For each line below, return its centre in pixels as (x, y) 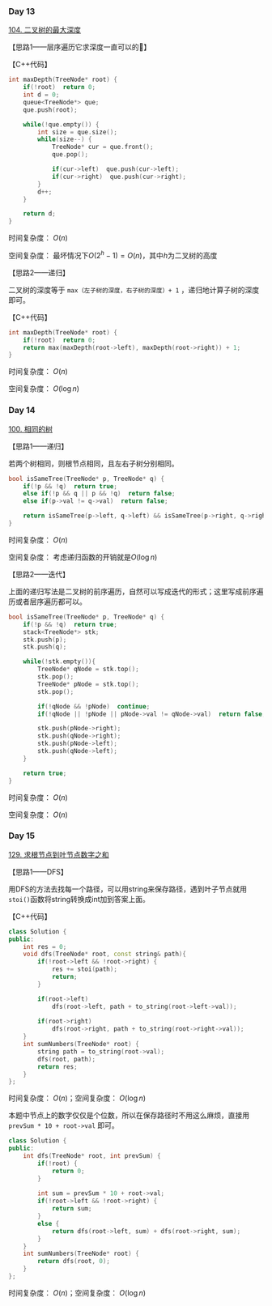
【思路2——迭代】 (39, 574)
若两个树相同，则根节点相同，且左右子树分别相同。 (93, 463)
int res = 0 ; (45, 947)
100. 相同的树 (30, 429)
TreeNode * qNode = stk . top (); (88, 670)
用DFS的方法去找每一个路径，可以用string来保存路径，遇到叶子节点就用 (127, 889)
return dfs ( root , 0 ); (74, 1261)
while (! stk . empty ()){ (59, 662)
